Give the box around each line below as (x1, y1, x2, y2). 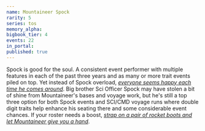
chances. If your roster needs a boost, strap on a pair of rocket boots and (6, 111, 193, 118)
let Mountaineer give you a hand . (6, 118, 90, 125)
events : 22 (6, 37, 34, 43)
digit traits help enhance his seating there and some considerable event (6, 105, 187, 112)
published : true (6, 49, 48, 55)
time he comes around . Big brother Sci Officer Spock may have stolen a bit (6, 85, 195, 92)
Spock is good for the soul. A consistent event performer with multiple (6, 65, 184, 73)
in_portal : (6, 43, 34, 50)
